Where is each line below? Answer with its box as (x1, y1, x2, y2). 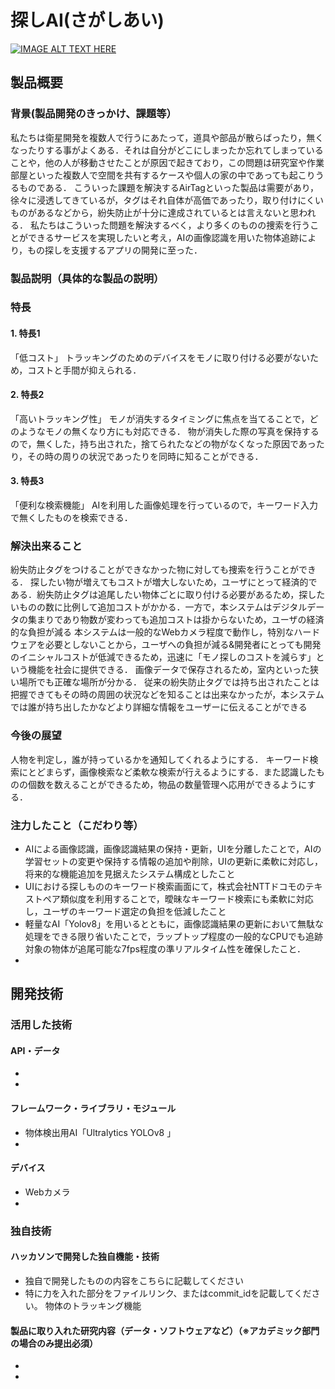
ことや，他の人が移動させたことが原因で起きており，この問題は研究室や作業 (10, 156, 325, 168)
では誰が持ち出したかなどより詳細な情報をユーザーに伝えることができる (10, 701, 308, 713)
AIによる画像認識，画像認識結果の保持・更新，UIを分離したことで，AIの (24, 842, 322, 855)
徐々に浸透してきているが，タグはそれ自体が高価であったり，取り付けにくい (10, 194, 324, 206)
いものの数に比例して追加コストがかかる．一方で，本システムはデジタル (10, 601, 308, 613)
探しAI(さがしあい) (10, 9, 165, 32)
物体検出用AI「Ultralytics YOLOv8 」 (24, 1126, 177, 1138)
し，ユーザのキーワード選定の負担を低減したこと (24, 905, 227, 917)
